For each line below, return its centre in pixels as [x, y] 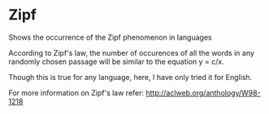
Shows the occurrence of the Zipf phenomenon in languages [111, 37]
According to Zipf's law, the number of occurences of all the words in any [131, 53]
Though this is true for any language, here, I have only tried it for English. [130, 77]
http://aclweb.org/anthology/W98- [204, 93]
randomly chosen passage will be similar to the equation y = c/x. [117, 61]
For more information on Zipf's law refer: [76, 93]
